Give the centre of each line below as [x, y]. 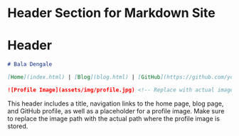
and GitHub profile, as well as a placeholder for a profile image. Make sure [116, 110]
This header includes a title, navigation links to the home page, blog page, [116, 103]
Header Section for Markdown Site [111, 13]
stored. [18, 126]
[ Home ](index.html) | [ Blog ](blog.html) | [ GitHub [84, 77]
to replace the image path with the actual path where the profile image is [114, 118]
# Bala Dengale [30, 64]
